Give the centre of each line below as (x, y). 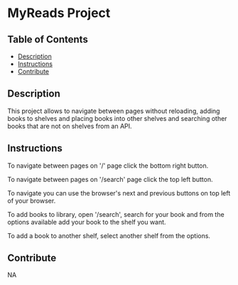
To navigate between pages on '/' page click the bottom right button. (108, 166)
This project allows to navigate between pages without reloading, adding (114, 111)
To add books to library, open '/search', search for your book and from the (116, 214)
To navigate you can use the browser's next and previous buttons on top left (119, 193)
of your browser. (32, 200)
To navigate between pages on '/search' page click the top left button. (110, 179)
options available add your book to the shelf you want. (87, 222)
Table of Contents (48, 39)
